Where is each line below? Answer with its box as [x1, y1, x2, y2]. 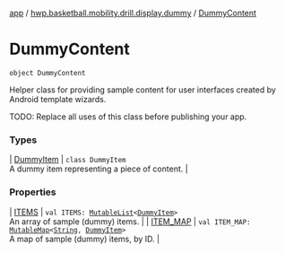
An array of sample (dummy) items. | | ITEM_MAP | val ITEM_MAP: [9, 215, 251, 227]
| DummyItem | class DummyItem [9, 154, 126, 165]
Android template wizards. [9, 93, 107, 104]
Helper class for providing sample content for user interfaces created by [9, 84, 276, 95]
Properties [9, 186, 56, 198]
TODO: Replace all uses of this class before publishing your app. [9, 111, 247, 122]
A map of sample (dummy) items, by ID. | [9, 233, 160, 244]
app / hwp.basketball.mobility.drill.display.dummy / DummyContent [9, 8, 257, 18]
